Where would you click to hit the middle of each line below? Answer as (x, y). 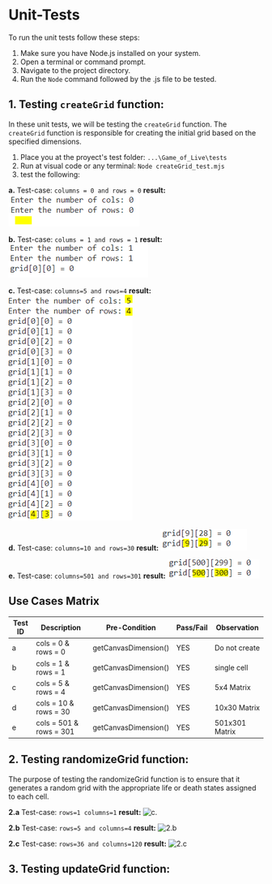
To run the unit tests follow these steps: (74, 37)
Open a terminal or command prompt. (83, 62)
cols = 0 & (53, 644)
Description (61, 627)
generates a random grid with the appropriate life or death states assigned (132, 787)
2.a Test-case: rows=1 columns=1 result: (75, 812)
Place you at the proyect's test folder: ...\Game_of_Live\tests (123, 157)
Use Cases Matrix (54, 601)
